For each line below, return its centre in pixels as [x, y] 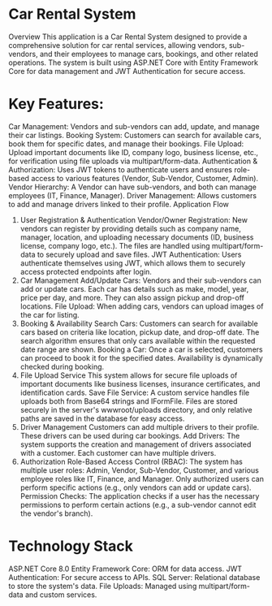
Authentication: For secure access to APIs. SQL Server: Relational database [134, 577]
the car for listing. [50, 314]
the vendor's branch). [56, 513]
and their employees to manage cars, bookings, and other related [149, 54]
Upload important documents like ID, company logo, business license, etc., [133, 152]
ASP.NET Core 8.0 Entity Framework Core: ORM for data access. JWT [125, 569]
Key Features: [56, 104]
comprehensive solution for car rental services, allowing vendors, [118, 45]
